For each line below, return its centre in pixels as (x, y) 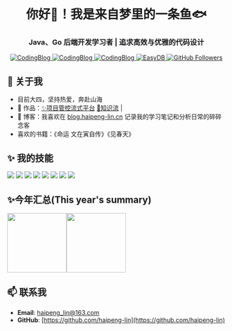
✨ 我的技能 (30, 158)
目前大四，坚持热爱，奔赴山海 (60, 99)
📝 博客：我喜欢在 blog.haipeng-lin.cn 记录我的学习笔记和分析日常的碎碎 (119, 117)
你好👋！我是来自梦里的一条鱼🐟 (116, 15)
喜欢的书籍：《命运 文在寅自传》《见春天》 (76, 134)
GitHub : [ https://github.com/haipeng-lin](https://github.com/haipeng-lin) (121, 320)
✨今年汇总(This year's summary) (79, 200)
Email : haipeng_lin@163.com (58, 312)
